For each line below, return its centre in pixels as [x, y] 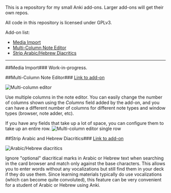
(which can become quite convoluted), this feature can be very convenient [83, 180]
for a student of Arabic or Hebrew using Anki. [53, 185]
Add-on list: [18, 32]
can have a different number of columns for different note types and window [85, 108]
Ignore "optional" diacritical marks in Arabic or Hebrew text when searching [84, 158]
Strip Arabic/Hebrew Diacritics [45, 53]
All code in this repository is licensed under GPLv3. [59, 23]
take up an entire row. [28, 128]
